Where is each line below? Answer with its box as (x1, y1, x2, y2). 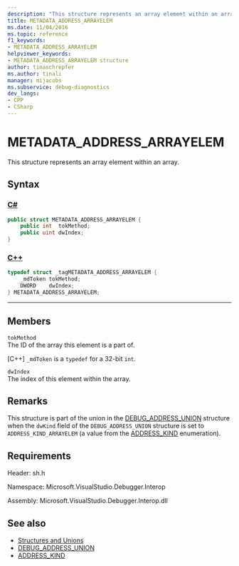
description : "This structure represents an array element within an (7, 10, 218, 18)
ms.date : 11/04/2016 (7, 24, 69, 31)
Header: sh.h (7, 469, 46, 477)
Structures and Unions (17, 536, 84, 545)
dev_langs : (7, 90, 40, 97)
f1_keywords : (7, 37, 46, 44)
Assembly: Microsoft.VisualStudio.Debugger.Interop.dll (7, 497, 169, 505)
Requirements (7, 450, 71, 462)
